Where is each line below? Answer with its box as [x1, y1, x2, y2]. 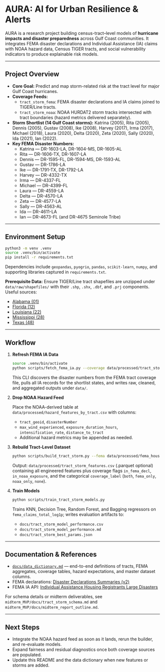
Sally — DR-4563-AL [19, 203, 62, 209]
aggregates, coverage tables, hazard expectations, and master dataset [12, 569, 156, 575]
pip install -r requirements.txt [5, 255, 74, 260]
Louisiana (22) [12, 309, 42, 315]
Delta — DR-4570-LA [19, 193, 63, 199]
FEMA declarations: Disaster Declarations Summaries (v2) [12, 579, 130, 585]
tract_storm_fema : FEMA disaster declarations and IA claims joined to [19, 98, 160, 104]
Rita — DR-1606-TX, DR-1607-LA [19, 151, 87, 157]
